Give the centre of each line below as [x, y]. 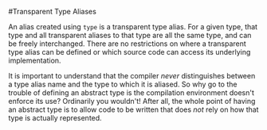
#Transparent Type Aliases [53, 11]
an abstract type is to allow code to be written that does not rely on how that [133, 109]
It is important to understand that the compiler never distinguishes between [132, 76]
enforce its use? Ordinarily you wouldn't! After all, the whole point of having [132, 101]
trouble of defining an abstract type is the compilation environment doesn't [132, 93]
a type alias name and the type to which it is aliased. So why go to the [123, 84]
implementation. [35, 60]
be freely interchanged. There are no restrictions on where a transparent [128, 44]
